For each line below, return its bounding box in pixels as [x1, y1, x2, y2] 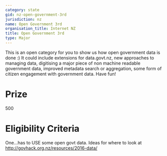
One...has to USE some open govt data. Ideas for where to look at [5, 139, 142, 145]
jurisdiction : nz [5, 17, 42, 22]
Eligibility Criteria [5, 123, 80, 134]
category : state [5, 7, 39, 13]
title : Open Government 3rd [5, 31, 65, 36]
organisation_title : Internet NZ [5, 26, 76, 31]
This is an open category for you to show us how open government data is [5, 49, 160, 56]
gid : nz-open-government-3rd [5, 12, 67, 17]
